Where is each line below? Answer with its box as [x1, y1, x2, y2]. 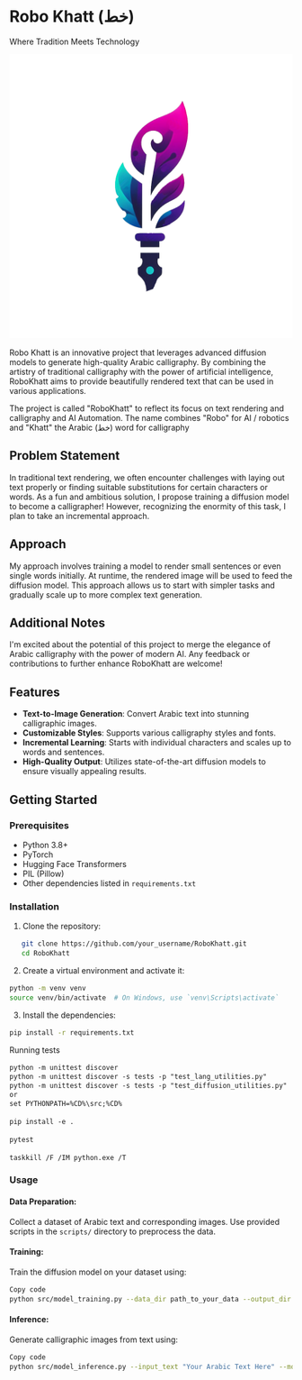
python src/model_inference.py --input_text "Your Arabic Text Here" [9, 1362, 276, 1371]
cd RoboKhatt [21, 949, 70, 958]
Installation [9, 900, 60, 912]
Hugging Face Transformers [22, 858, 128, 869]
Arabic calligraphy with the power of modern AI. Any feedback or [9, 649, 250, 660]
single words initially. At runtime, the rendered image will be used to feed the [9, 570, 293, 580]
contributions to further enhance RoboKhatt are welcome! [9, 658, 223, 669]
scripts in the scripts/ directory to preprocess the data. [9, 1226, 216, 1237]
